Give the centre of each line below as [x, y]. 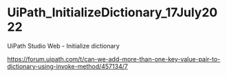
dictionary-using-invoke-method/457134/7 [68, 66]
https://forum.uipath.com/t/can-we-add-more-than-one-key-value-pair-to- [114, 59]
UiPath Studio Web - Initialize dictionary [64, 46]
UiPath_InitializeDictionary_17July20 [112, 13]
